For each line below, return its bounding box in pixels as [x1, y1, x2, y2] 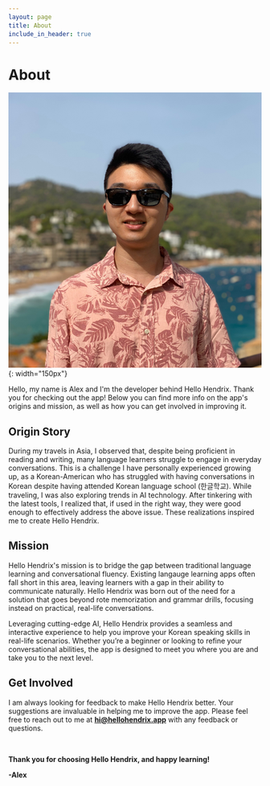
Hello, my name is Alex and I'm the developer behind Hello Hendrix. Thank [8, 384, 255, 394]
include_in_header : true [8, 30, 92, 38]
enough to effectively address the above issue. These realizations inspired [8, 507, 255, 517]
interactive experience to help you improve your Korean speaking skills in [8, 627, 251, 637]
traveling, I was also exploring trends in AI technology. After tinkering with [8, 490, 252, 500]
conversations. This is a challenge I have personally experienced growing [8, 463, 252, 473]
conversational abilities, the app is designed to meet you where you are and [8, 644, 259, 654]
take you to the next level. [8, 653, 94, 662]
